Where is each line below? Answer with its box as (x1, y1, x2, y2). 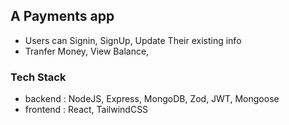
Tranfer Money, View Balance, (24, 45, 150, 57)
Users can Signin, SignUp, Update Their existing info (24, 34, 242, 46)
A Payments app (10, 8, 115, 25)
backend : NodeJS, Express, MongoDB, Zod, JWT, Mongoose (24, 93, 280, 105)
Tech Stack (10, 70, 67, 84)
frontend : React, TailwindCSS (24, 104, 149, 116)
